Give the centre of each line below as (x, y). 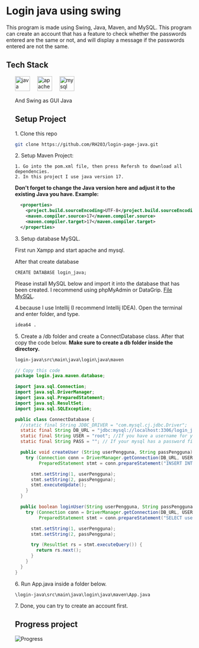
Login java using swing (64, 11)
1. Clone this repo (36, 133)
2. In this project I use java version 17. (69, 177)
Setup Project (40, 119)
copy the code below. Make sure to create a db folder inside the (94, 342)
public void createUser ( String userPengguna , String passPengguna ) (107, 453)
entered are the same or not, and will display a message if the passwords (95, 40)
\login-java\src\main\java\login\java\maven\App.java (82, 595)
